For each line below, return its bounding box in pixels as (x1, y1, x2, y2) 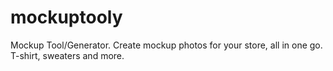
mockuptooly (10, 6, 123, 29)
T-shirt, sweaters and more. (10, 49, 125, 61)
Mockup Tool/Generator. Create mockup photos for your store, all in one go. (10, 39, 323, 51)
